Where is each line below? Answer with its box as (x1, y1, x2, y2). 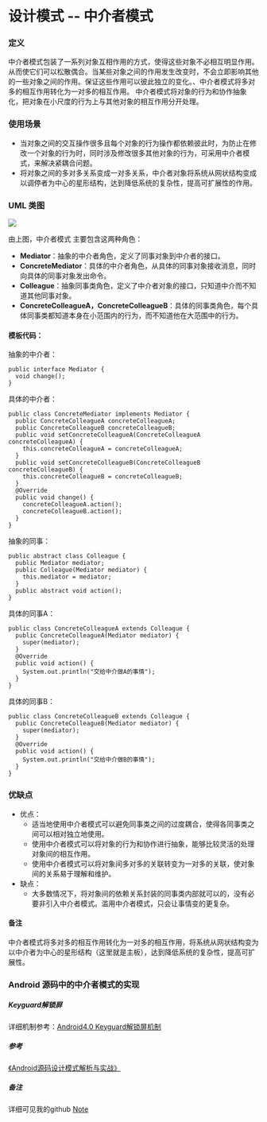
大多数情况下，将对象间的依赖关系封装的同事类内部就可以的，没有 (31, 888, 248, 898)
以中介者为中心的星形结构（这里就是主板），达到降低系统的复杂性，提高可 (8, 947, 249, 957)
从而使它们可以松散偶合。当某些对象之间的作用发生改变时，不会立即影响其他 (8, 67, 259, 76)
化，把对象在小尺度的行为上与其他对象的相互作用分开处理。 (8, 97, 203, 106)
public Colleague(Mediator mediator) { (15, 566, 148, 575)
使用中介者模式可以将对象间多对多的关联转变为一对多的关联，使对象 (31, 859, 255, 869)
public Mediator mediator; (15, 559, 105, 567)
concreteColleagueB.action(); (22, 508, 123, 516)
